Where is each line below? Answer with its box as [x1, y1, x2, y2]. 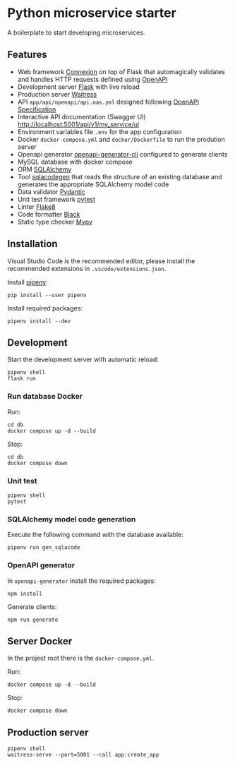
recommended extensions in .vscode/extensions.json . [7, 264, 167, 272]
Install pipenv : [7, 277, 48, 287]
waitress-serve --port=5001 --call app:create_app [7, 752, 159, 759]
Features [7, 49, 47, 61]
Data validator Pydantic [17, 187, 86, 195]
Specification [17, 104, 56, 114]
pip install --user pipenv [7, 291, 87, 299]
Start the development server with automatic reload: [7, 355, 159, 364]
